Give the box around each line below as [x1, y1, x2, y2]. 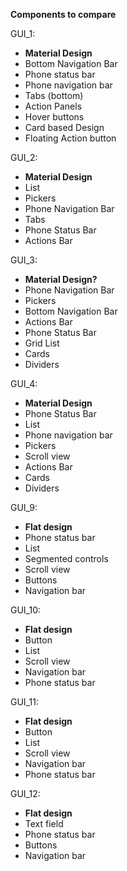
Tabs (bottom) [24, 90, 84, 101]
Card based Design [24, 122, 105, 133]
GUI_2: [10, 152, 38, 163]
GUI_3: [10, 254, 38, 266]
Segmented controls [24, 553, 109, 564]
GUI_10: [10, 604, 42, 616]
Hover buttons [24, 111, 85, 123]
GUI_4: [10, 378, 38, 389]
